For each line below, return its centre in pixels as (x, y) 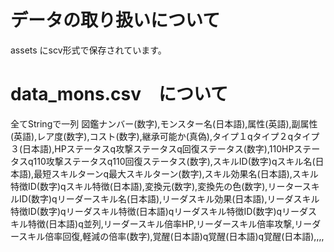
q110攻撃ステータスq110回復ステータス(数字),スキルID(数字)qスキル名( (171, 161)
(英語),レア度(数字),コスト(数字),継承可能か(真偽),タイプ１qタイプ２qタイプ (165, 136)
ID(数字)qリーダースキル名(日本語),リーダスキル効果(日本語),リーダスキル (169, 198)
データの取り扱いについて (115, 20)
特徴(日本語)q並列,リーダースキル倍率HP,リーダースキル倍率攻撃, (161, 223)
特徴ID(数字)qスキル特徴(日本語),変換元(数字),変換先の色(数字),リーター (156, 186)
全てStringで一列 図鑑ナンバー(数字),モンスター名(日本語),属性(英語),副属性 (164, 123)
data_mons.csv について (119, 94)
